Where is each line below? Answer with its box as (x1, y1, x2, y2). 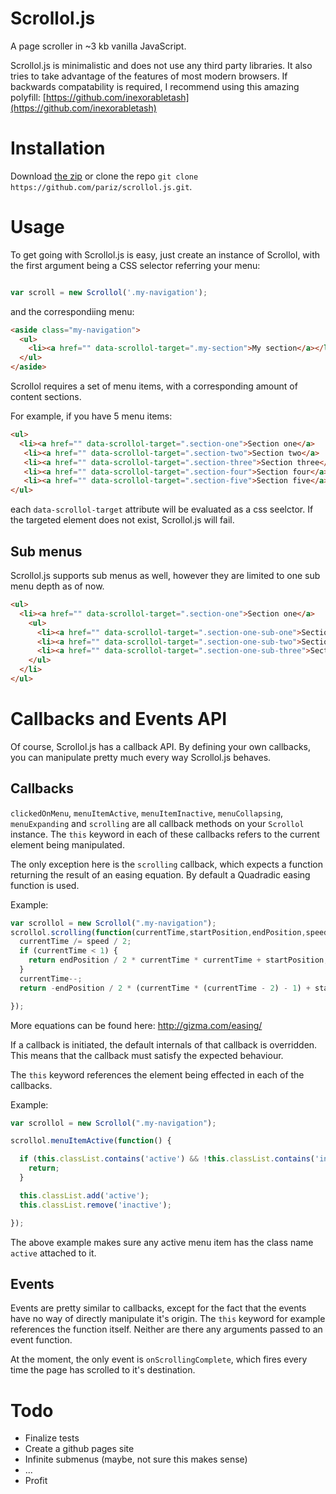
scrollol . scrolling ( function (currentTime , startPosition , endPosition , (10, 927, 307, 937)
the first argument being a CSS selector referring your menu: (10, 259, 261, 271)
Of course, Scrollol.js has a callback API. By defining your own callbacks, (10, 740, 312, 752)
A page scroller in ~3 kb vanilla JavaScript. (10, 40, 187, 52)
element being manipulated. (10, 838, 125, 851)
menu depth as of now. (10, 580, 105, 592)
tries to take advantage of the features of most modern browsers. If (10, 70, 288, 82)
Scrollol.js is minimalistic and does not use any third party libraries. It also (10, 59, 313, 71)
